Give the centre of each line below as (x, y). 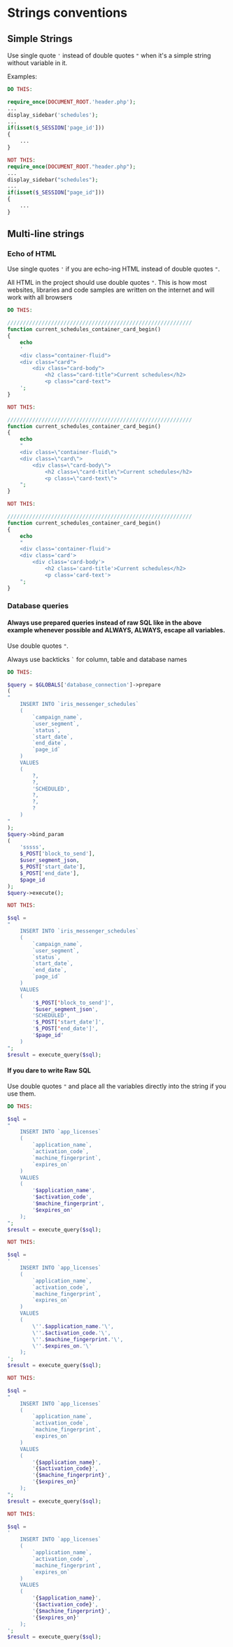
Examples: (22, 76)
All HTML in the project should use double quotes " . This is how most (107, 283)
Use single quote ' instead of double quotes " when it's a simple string (109, 55)
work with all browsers (40, 297)
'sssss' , (33, 847)
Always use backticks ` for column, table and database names (97, 659)
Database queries (38, 606)
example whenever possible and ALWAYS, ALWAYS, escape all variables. (116, 630)
